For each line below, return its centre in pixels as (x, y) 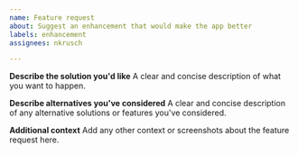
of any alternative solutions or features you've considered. (118, 113)
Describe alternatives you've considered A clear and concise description (148, 104)
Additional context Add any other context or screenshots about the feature (149, 131)
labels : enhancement (48, 34)
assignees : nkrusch (46, 43)
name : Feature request (52, 18)
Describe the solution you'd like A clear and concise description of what (145, 77)
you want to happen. (47, 86)
